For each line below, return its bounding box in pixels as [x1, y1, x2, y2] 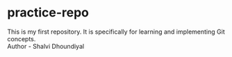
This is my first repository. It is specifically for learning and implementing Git [7, 27, 225, 36]
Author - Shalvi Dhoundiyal [7, 42, 85, 50]
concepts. [7, 34, 36, 43]
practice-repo [7, 5, 89, 21]
